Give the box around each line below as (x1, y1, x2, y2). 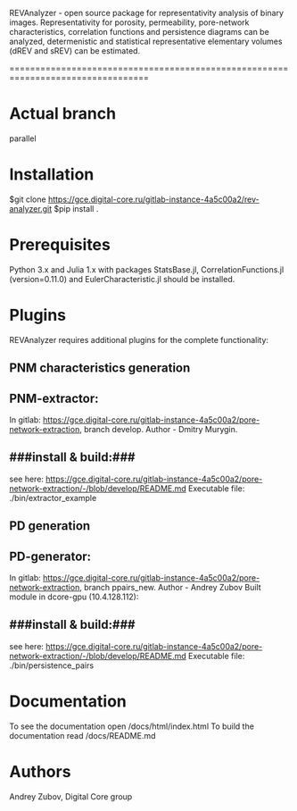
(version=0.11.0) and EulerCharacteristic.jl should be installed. (9, 273, 235, 284)
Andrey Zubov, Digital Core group (9, 790, 133, 802)
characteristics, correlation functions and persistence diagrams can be (9, 27, 269, 37)
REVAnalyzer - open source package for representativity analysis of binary (9, 8, 284, 18)
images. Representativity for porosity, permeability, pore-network (9, 17, 250, 28)
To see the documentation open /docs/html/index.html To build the (9, 721, 254, 732)
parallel (9, 133, 37, 144)
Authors (9, 761, 71, 782)
